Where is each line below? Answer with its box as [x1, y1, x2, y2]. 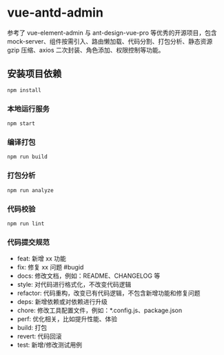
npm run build [7, 153, 48, 160]
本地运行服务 [7, 104, 50, 113]
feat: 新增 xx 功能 [17, 254, 67, 263]
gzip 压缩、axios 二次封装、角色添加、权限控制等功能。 [7, 46, 165, 54]
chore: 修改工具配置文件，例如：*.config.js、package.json [17, 306, 183, 315]
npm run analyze [7, 186, 54, 194]
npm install [7, 86, 41, 94]
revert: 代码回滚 [17, 332, 62, 340]
